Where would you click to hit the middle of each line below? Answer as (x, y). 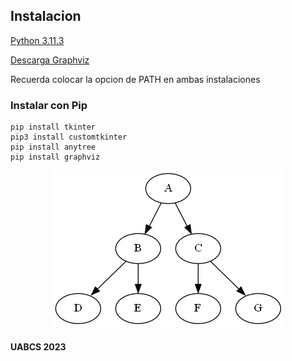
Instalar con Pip (49, 105)
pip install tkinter (53, 127)
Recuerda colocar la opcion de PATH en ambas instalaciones (135, 79)
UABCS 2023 (38, 346)
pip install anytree (53, 147)
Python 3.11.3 (37, 40)
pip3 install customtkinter (69, 137)
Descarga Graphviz (50, 60)
